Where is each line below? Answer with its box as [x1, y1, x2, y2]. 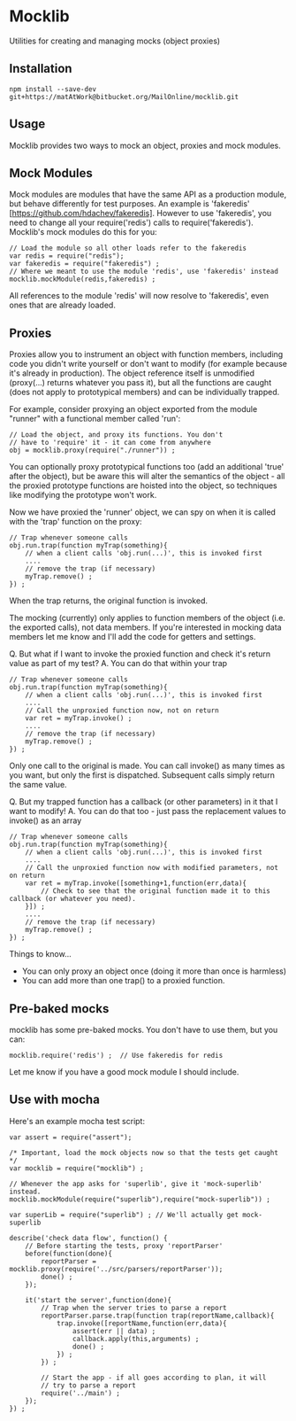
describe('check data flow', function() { [9, 1233, 168, 1242]
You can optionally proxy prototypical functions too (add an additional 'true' [9, 462, 285, 472]
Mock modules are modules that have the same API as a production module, [9, 189, 287, 200]
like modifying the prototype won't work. [9, 490, 157, 501]
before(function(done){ [25, 1249, 113, 1258]
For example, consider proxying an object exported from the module [9, 404, 258, 415]
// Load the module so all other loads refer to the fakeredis [9, 244, 247, 253]
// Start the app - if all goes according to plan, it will [41, 1373, 267, 1382]
